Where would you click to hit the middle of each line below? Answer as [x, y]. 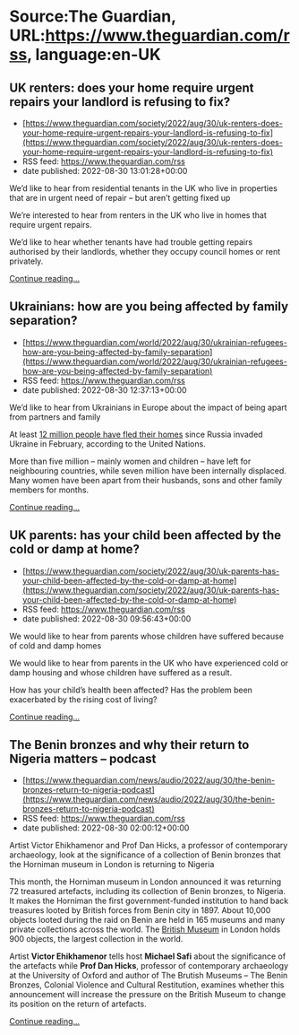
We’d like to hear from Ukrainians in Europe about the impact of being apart [149, 407]
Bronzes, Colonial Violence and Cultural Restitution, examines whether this [147, 985]
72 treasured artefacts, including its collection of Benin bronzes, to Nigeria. [148, 891]
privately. [26, 261]
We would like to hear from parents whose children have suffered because [147, 636]
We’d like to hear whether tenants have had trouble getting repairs [131, 242]
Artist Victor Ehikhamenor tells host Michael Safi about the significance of [148, 956]
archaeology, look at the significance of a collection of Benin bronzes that [145, 855]
